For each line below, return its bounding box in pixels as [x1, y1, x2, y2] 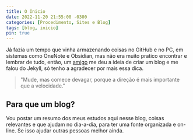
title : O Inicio [6, 8, 45, 15]
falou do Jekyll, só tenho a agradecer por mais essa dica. [6, 65, 144, 72]
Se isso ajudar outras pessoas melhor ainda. [17, 127, 124, 134]
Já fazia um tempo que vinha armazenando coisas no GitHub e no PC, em [6, 46, 184, 53]
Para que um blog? [6, 99, 75, 109]
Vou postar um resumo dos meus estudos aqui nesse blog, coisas [6, 114, 164, 121]
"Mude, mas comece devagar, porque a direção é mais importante [20, 76, 180, 83]
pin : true [6, 30, 30, 36]
